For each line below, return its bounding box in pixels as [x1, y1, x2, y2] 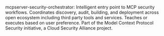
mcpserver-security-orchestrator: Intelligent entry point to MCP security [5, 4, 155, 10]
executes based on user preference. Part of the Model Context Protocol [5, 20, 154, 26]
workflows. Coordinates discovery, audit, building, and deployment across [5, 9, 159, 15]
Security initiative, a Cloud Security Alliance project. [5, 25, 113, 31]
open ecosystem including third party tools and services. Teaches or [5, 15, 147, 20]
